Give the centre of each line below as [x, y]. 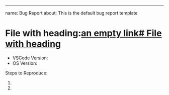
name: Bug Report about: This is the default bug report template [71, 13]
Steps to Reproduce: [26, 73]
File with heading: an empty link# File [83, 33]
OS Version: [25, 63]
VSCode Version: [30, 58]
